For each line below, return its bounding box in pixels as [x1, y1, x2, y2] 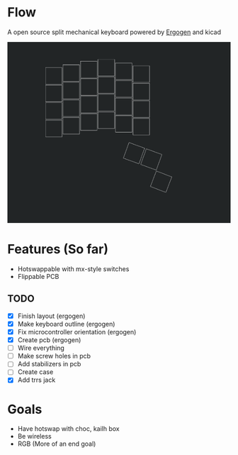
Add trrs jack [17, 375, 56, 384]
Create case [17, 368, 54, 376]
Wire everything [17, 344, 65, 352]
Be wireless [17, 432, 52, 441]
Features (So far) [7, 241, 108, 258]
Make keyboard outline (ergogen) [17, 319, 115, 328]
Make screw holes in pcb [17, 352, 91, 361]
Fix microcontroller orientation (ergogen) [17, 328, 137, 336]
